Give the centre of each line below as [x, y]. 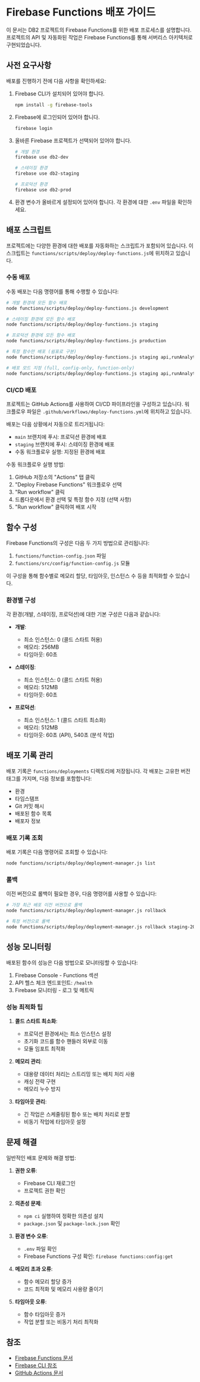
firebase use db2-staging [47, 173]
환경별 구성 [21, 600]
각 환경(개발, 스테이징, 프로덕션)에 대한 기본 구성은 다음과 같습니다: [83, 614]
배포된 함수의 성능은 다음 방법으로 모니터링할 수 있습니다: [72, 962]
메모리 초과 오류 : [34, 1269]
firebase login [34, 128]
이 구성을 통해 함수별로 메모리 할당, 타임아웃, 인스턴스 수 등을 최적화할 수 [90, 575]
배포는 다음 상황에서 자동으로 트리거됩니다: [56, 424]
